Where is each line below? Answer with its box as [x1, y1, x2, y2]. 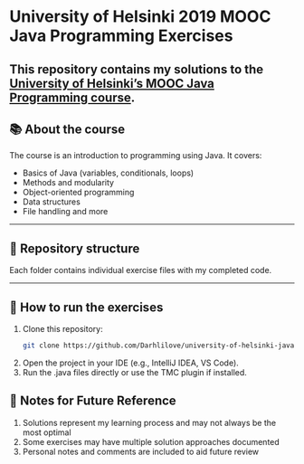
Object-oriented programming [22, 187, 135, 198]
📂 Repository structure [9, 241, 140, 256]
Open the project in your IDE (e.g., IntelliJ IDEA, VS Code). [22, 357, 240, 368]
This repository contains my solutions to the [9, 62, 264, 77]
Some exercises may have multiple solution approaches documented [22, 436, 280, 447]
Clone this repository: [22, 324, 103, 335]
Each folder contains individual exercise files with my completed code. [9, 265, 272, 276]
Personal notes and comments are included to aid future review [22, 446, 260, 457]
